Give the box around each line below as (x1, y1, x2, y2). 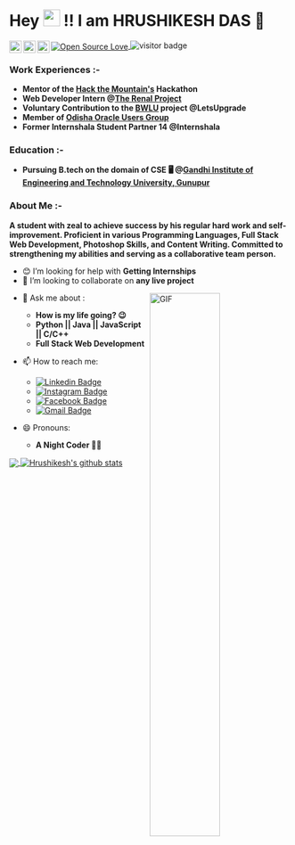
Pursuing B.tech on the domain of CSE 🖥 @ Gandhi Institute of (21, 165, 254, 176)
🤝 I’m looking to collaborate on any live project (21, 275, 194, 285)
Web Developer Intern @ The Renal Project (21, 93, 182, 103)
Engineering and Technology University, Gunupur (21, 177, 210, 188)
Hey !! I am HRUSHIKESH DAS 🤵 (9, 11, 266, 31)
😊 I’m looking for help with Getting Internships (21, 266, 197, 276)
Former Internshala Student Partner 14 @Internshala (21, 121, 221, 132)
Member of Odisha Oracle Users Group (21, 111, 169, 122)
